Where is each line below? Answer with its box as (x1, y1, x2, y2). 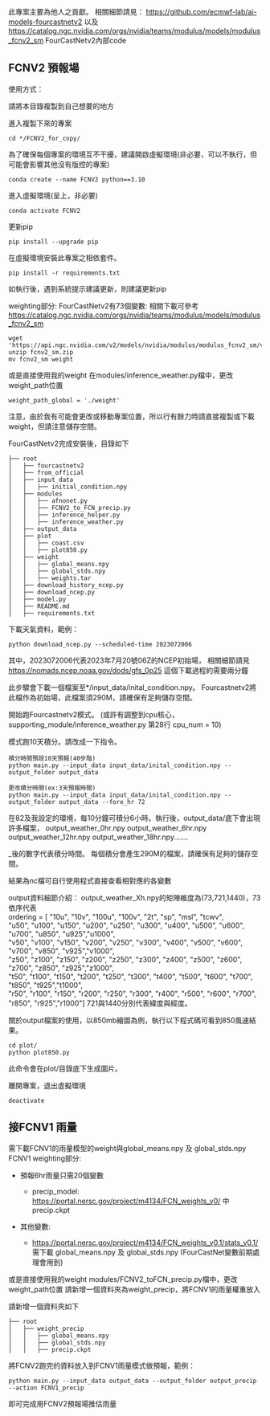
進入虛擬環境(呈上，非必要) (8, 190, 99, 200)
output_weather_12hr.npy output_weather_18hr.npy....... (8, 832, 189, 842)
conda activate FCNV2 (8, 206, 81, 214)
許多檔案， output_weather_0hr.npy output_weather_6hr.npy (8, 822, 207, 833)
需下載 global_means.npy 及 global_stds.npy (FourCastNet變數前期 (31, 1247, 253, 1257)
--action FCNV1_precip (8, 1384, 84, 1392)
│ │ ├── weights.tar (8, 573, 92, 582)
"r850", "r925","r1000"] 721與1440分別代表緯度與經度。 (8, 998, 192, 1008)
